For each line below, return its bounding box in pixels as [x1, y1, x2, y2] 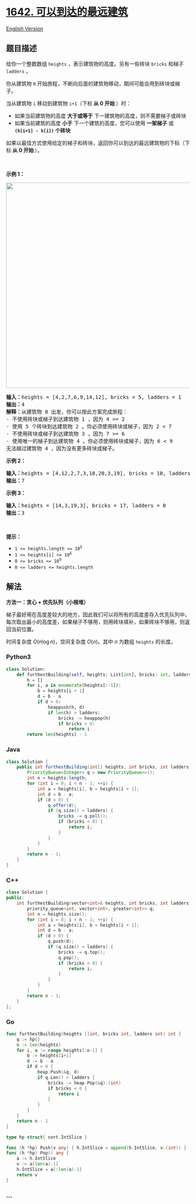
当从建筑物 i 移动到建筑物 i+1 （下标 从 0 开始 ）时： [6, 100, 132, 107]
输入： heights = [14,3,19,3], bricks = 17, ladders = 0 [6, 502, 166, 509]
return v [16, 1172, 38, 1178]
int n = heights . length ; [27, 775, 87, 781]
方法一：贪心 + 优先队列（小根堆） [6, 598, 89, 605]
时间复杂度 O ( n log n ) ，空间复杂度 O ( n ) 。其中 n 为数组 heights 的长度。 [6, 638, 176, 645]
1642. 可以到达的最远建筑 [6, 5, 128, 19]
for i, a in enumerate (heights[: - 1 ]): [27, 683, 121, 688]
